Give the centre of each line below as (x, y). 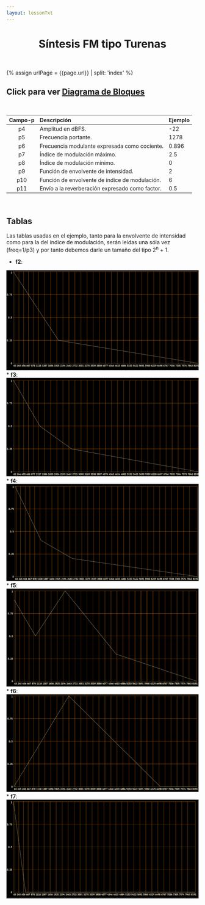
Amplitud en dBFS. (63, 129)
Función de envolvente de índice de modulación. (100, 180)
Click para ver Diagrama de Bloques (76, 92)
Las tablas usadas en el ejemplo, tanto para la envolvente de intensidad (96, 236)
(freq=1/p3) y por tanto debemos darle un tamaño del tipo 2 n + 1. (88, 249)
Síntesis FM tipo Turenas (103, 44)
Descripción (55, 120)
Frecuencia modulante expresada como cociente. (101, 146)
